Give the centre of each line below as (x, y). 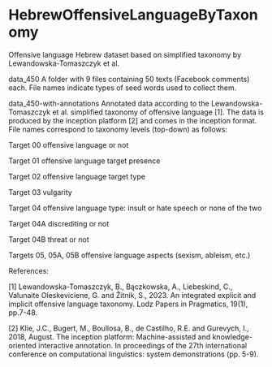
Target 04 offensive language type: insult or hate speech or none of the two (135, 208)
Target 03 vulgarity (41, 192)
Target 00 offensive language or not (69, 145)
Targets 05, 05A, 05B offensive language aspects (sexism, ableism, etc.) (130, 255)
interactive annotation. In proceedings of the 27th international (142, 345)
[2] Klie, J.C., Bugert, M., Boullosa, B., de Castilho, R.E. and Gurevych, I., (129, 328)
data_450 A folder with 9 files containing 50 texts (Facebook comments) (129, 79)
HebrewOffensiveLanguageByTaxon (133, 15)
